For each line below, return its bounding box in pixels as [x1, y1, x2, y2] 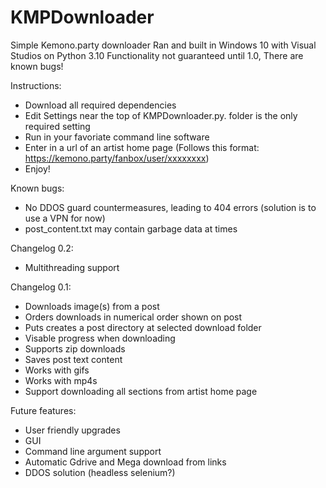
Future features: [10, 404, 77, 416]
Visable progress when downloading [24, 332, 176, 344]
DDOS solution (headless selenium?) [24, 466, 176, 478]
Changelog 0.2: [10, 242, 74, 254]
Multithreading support [24, 261, 120, 273]
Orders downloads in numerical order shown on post [24, 311, 243, 323]
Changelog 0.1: [10, 281, 72, 293]
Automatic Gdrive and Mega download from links [24, 456, 227, 468]
